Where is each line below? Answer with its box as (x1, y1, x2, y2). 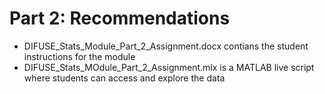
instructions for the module (23, 50, 136, 62)
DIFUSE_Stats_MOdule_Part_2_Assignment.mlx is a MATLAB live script (23, 61, 315, 73)
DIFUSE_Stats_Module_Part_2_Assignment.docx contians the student (23, 40, 309, 52)
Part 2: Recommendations (9, 7, 231, 30)
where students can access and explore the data (23, 72, 226, 84)
